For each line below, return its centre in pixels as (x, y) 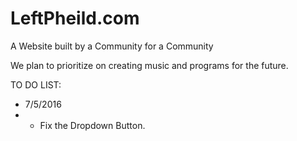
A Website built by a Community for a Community (112, 46)
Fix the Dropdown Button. (92, 125)
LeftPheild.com (75, 18)
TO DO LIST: (36, 84)
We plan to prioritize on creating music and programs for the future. (149, 65)
